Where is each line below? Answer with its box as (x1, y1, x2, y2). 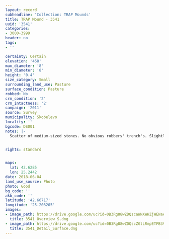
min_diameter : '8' (5, 68, 44, 73)
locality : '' (5, 119, 33, 124)
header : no (5, 36, 28, 41)
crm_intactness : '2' (5, 101, 49, 106)
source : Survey (5, 110, 37, 115)
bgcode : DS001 (5, 124, 35, 129)
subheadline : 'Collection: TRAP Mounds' (5, 12, 92, 17)
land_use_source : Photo (5, 179, 55, 184)
